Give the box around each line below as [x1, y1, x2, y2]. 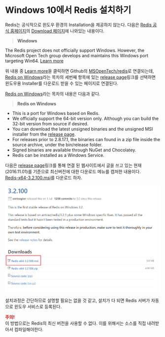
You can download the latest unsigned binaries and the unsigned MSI [12, 126, 153, 132]
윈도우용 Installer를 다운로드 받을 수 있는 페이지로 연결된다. [5, 80, 119, 86]
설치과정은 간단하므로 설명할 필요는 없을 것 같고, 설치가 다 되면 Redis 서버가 [5, 297, 150, 303]
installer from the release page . [12, 131, 76, 137]
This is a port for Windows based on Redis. [12, 110, 100, 116]
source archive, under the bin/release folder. [12, 142, 102, 148]
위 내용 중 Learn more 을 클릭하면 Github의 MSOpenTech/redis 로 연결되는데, [5, 68, 154, 74]
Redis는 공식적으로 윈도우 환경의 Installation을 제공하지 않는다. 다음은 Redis [5, 22, 152, 28]
